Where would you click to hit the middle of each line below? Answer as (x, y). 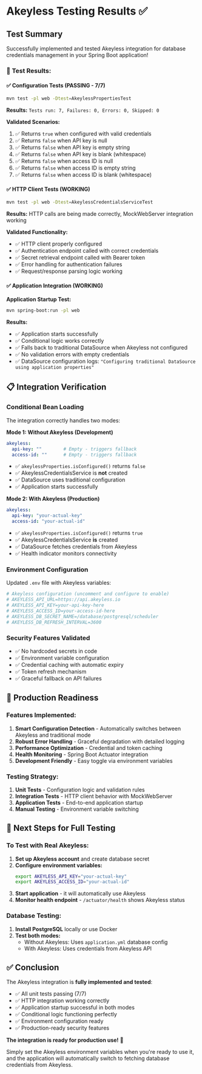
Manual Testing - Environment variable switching (77, 809)
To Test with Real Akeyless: (48, 845)
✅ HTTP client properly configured (59, 244)
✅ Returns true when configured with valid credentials (83, 134)
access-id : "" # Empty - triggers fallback (74, 455)
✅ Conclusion (33, 968)
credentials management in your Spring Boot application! (77, 55)
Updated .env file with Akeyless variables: (59, 583)
